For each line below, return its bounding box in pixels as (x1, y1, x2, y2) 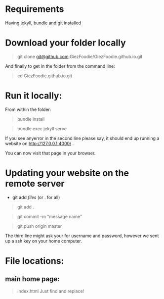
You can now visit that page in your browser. (5, 150, 96, 156)
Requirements (5, 3, 64, 15)
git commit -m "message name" (17, 213, 82, 219)
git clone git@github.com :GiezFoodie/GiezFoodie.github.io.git (17, 53, 143, 59)
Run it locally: (5, 90, 62, 101)
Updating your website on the (5, 167, 129, 179)
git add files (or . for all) (12, 194, 60, 200)
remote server (5, 178, 65, 189)
